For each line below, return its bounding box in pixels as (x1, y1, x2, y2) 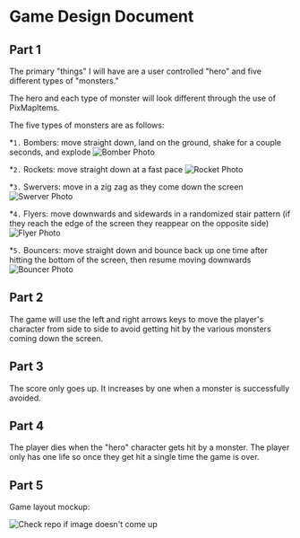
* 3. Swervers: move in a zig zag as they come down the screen (9, 181, 244, 192)
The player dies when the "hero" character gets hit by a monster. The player (9, 442, 290, 453)
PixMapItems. (9, 102, 60, 113)
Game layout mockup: (9, 501, 90, 513)
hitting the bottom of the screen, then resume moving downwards (9, 254, 252, 265)
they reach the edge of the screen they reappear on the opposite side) (9, 218, 270, 228)
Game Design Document (9, 6, 194, 27)
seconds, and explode (9, 146, 91, 157)
